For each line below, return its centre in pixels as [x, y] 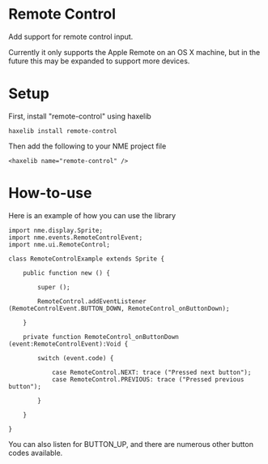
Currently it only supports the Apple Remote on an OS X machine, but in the [134, 52]
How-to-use [50, 193]
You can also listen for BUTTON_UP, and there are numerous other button [131, 444]
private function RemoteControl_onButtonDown [101, 337]
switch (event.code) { [76, 358]
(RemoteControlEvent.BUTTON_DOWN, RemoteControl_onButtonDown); [119, 308]
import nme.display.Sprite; [56, 230]
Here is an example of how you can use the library [92, 215]
